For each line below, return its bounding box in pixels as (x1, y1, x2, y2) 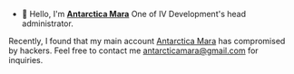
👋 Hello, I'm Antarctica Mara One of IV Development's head (21, 9, 247, 19)
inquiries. (8, 55, 44, 65)
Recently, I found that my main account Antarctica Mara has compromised (8, 36, 286, 46)
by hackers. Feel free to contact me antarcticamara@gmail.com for (8, 45, 260, 56)
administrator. (21, 18, 73, 29)
